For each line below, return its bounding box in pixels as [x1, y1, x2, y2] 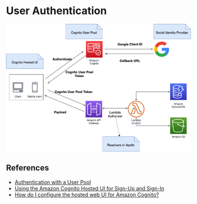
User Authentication [6, 4, 107, 18]
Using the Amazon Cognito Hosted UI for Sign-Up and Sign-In [14, 185, 165, 192]
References [6, 163, 49, 173]
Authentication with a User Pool [14, 178, 91, 186]
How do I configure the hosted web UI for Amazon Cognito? [14, 191, 159, 198]
